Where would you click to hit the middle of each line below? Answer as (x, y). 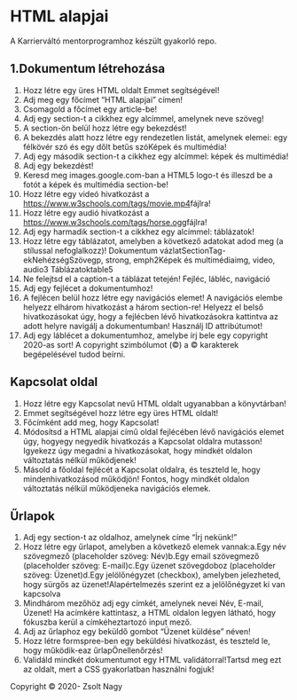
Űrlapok (33, 516)
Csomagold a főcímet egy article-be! (90, 109)
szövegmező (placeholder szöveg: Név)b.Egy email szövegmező (141, 556)
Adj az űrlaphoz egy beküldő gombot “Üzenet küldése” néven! (137, 632)
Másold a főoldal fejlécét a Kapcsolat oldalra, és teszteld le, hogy (141, 469)
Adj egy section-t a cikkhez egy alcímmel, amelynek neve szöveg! (143, 118)
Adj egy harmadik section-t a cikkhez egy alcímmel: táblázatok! (139, 232)
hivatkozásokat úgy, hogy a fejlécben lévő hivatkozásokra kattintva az (150, 316)
